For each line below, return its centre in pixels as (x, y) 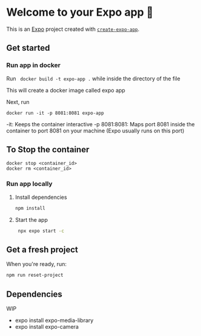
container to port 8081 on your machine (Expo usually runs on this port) (95, 131)
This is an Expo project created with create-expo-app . (73, 29)
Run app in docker (33, 65)
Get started (28, 48)
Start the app (31, 219)
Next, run (18, 102)
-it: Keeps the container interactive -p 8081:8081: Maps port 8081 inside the (100, 124)
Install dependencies (41, 197)
